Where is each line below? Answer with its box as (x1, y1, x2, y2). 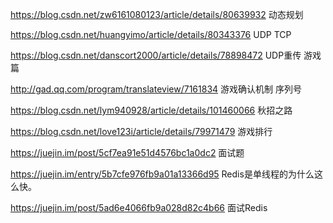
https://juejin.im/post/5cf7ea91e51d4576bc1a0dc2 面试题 (10, 147, 245, 158)
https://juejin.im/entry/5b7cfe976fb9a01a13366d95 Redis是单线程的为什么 (10, 168, 315, 180)
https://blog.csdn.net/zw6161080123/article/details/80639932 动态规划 (10, 9, 304, 20)
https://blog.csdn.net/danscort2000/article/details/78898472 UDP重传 (10, 49, 302, 61)
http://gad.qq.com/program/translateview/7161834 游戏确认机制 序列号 (10, 83, 302, 95)
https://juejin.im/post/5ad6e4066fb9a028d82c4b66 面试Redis (10, 202, 268, 213)
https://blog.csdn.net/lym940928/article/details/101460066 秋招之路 (10, 104, 293, 116)
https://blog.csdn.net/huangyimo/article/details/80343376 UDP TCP (10, 29, 292, 40)
